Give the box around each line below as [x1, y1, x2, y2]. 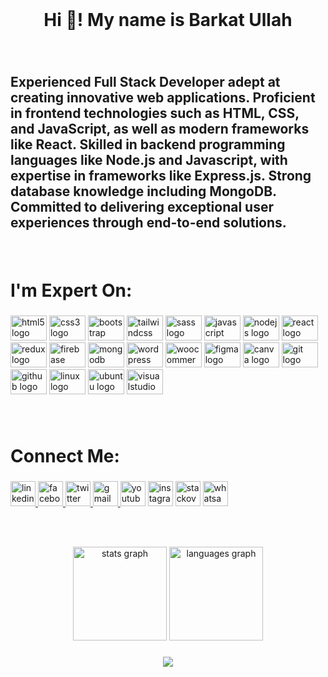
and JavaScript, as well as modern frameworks [10, 120, 310, 137]
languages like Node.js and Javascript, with [10, 151, 288, 168]
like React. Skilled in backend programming [10, 136, 286, 153]
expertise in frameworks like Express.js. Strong [10, 167, 312, 184]
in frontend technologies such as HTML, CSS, [10, 104, 300, 122]
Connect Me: [10, 444, 120, 467]
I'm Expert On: [10, 279, 133, 302]
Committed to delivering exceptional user [10, 198, 274, 215]
